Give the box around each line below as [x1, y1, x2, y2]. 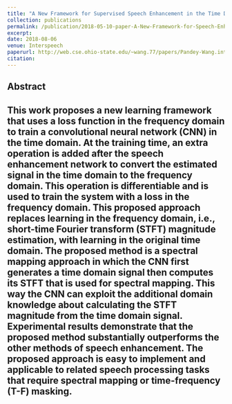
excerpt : [7, 29, 32, 37]
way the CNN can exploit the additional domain [7, 288, 213, 300]
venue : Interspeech [7, 42, 64, 49]
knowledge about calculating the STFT [7, 299, 177, 311]
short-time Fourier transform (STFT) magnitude [7, 223, 216, 235]
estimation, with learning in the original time [7, 234, 201, 246]
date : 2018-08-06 [7, 36, 57, 43]
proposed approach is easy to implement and [7, 353, 206, 365]
